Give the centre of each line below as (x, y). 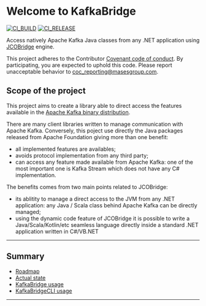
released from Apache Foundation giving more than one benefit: (87, 137)
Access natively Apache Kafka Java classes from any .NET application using (103, 40)
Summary (25, 257)
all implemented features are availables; (65, 149)
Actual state (30, 278)
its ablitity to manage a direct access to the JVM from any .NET (95, 199)
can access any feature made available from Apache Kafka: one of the (104, 162)
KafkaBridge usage (40, 284)
